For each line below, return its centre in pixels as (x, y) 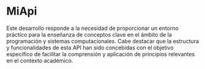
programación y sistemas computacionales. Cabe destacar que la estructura (103, 41)
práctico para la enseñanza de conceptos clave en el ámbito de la (89, 34)
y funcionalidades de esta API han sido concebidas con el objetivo (90, 48)
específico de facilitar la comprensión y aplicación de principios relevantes (101, 54)
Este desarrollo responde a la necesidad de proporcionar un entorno (92, 28)
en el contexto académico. (40, 60)
